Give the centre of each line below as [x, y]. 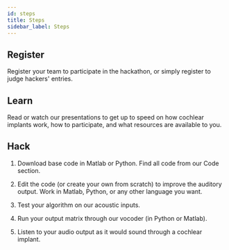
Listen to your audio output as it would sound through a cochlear [110, 232]
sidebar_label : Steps [39, 26]
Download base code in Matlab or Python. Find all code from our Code [118, 163]
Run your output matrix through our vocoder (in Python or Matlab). [112, 218]
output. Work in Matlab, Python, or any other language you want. [110, 191]
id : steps [22, 14]
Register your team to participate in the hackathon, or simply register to [109, 72]
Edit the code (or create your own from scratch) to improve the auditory [119, 184]
